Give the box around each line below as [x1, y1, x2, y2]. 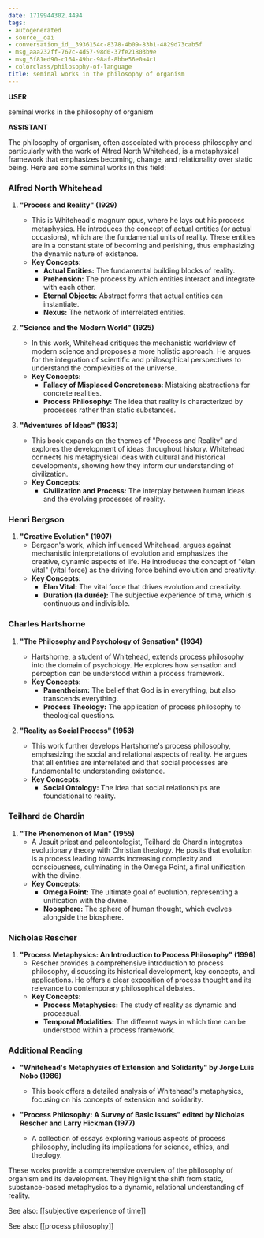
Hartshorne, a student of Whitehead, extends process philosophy [31, 652, 244, 661]
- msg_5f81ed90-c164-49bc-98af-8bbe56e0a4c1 [8, 56, 157, 64]
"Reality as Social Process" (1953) [19, 726, 135, 735]
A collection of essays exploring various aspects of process [31, 1134, 226, 1143]
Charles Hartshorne [8, 619, 86, 630]
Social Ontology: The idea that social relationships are [43, 783, 221, 792]
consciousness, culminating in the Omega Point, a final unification [31, 862, 246, 872]
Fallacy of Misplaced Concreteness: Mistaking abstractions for [43, 380, 251, 389]
